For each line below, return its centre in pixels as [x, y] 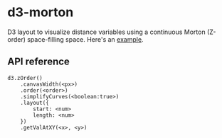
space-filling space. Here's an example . [85, 39]
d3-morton [41, 12]
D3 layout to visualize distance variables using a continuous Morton [106, 32]
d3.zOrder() [25, 78]
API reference [38, 62]
